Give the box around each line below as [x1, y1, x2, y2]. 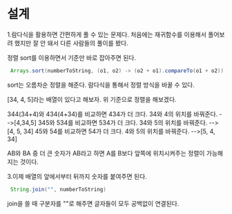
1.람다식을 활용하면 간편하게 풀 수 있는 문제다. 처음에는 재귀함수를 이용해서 [7, 30, 207, 39]
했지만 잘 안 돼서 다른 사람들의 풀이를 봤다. [14, 39, 129, 47]
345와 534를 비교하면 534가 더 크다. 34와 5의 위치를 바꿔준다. [37, 118, 208, 127]
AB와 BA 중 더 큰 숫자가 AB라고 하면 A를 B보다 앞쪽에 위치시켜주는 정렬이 [7, 149, 205, 157]
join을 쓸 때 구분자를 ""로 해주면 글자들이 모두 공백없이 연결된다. [7, 199, 180, 207]
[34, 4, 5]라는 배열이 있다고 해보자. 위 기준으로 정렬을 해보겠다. [7, 95, 177, 103]
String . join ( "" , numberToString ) [10, 186, 107, 193]
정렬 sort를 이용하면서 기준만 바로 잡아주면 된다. [7, 53, 137, 62]
